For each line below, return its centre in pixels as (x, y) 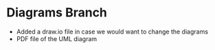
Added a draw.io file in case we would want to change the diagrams (112, 32)
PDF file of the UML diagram (57, 38)
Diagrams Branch (57, 13)
